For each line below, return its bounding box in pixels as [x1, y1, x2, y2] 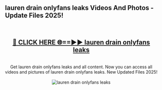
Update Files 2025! [5, 12, 64, 20]
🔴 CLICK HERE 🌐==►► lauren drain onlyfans [12, 38, 150, 46]
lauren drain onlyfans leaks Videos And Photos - [5, 4, 154, 12]
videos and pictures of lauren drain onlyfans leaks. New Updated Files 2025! [5, 69, 158, 75]
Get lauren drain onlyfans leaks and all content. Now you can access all [10, 64, 152, 70]
